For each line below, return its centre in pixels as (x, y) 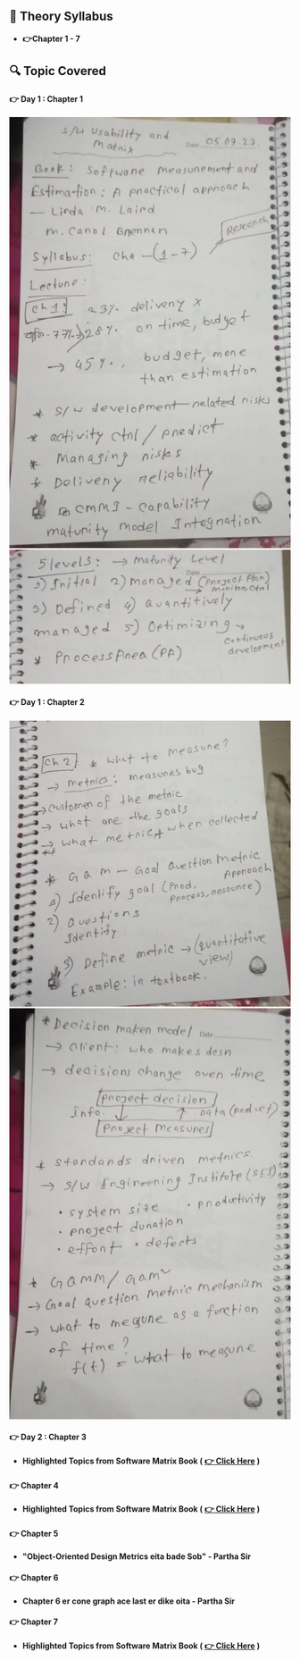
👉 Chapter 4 (34, 1485)
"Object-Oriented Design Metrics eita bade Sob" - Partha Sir (137, 1556)
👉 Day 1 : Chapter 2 (47, 702)
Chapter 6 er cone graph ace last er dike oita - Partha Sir (128, 1601)
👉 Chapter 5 (34, 1533)
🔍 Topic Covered (58, 71)
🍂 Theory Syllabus (61, 17)
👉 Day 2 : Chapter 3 (48, 1437)
